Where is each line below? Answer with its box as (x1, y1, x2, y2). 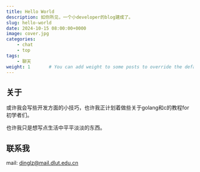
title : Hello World (6, 8, 55, 15)
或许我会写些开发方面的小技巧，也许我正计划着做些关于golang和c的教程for (6, 104, 189, 112)
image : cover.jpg (6, 31, 49, 37)
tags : (6, 53, 20, 59)
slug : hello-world (6, 20, 52, 26)
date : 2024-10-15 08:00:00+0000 (6, 25, 86, 31)
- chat (17, 42, 33, 48)
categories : (6, 36, 36, 42)
